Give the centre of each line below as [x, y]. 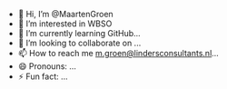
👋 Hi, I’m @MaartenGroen [65, 14]
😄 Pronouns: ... [47, 66]
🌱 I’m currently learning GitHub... [79, 33]
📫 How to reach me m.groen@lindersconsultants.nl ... [118, 53]
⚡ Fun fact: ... [43, 76]
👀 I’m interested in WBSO [65, 24]
